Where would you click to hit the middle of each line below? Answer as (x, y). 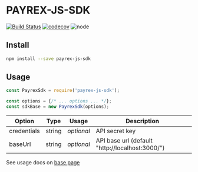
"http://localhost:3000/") (130, 148)
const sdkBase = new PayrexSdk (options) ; (58, 107)
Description (142, 121)
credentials (24, 131)
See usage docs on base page (43, 163)
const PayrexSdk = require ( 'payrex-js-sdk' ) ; (63, 91)
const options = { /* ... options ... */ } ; (59, 101)
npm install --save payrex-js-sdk (49, 59)
